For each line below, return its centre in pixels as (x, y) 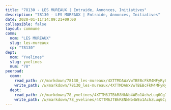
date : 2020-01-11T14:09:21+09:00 (41, 19)
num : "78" (20, 66)
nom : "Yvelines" (27, 57)
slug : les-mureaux (30, 43)
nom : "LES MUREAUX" (31, 39)
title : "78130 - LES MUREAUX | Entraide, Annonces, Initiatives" (76, 10)
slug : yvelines (26, 62)
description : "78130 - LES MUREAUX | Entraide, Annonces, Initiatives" (83, 15)
